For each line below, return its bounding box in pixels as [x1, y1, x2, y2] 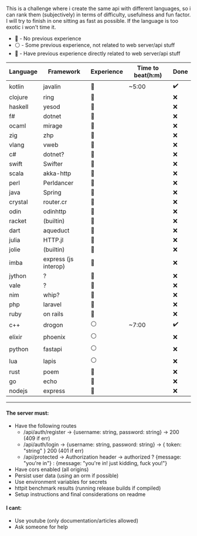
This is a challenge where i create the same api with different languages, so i [6, 5, 191, 12]
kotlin [9, 82, 25, 90]
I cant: [6, 504, 22, 511]
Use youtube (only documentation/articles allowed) [14, 517, 139, 524]
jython [9, 272, 26, 280]
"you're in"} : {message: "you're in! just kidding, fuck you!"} [23, 460, 168, 467]
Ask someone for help [14, 524, 69, 531]
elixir [9, 333, 22, 341]
